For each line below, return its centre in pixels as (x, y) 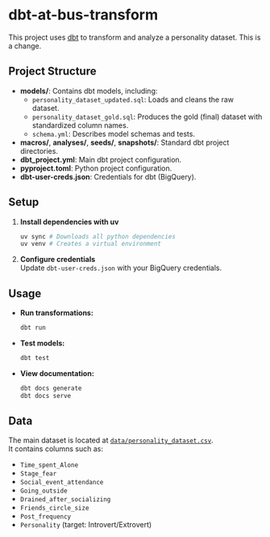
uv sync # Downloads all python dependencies (98, 236)
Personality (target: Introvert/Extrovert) (86, 525)
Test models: (42, 343)
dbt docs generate (51, 388)
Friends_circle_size (54, 508)
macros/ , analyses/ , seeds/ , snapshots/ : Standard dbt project (125, 142)
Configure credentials (58, 260)
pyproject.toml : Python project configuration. (96, 168)
